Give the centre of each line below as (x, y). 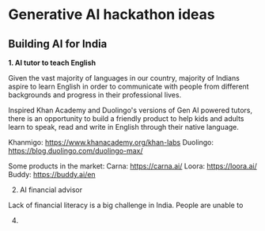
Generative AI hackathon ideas (112, 15)
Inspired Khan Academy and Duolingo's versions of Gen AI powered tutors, (131, 110)
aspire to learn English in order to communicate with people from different (129, 86)
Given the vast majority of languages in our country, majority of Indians (124, 78)
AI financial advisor (51, 190)
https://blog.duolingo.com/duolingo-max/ (76, 151)
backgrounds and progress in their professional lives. (95, 95)
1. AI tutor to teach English (52, 62)
